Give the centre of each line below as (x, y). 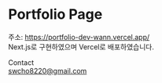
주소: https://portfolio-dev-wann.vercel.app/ (79, 37)
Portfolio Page (55, 14)
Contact (21, 62)
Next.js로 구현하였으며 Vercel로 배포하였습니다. (81, 47)
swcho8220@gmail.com (48, 70)
